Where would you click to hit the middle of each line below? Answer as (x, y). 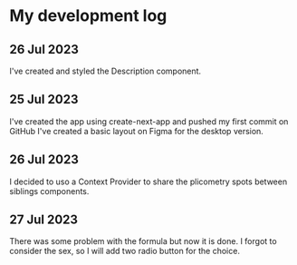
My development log (88, 16)
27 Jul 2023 (44, 220)
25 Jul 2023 (44, 99)
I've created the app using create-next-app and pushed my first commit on (149, 121)
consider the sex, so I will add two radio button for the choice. (125, 251)
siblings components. (49, 191)
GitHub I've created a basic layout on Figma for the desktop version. (137, 131)
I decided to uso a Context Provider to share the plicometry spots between (148, 182)
